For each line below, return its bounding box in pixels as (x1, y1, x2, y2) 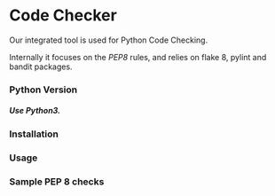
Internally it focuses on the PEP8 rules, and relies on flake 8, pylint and (9, 51, 267, 62)
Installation (9, 128, 59, 140)
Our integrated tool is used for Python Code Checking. (9, 35, 208, 45)
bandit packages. (9, 61, 73, 72)
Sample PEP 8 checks (9, 175, 105, 187)
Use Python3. (9, 106, 61, 116)
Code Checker (9, 5, 117, 26)
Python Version (9, 83, 78, 96)
